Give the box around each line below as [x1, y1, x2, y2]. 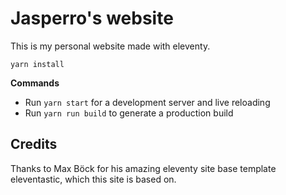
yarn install [10, 59, 65, 69]
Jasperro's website [10, 7, 174, 30]
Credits [10, 136, 58, 153]
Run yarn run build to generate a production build [24, 107, 234, 119]
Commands [10, 77, 60, 89]
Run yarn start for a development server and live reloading [24, 96, 271, 108]
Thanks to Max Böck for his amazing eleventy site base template [10, 162, 277, 174]
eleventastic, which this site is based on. [10, 173, 177, 185]
